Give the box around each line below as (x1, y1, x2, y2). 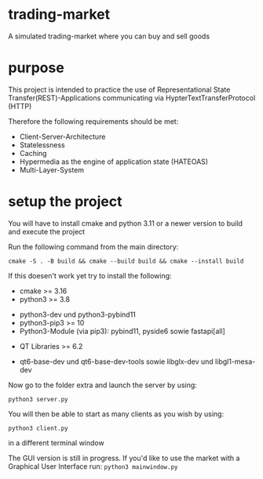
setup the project (8, 193, 122, 211)
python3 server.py (8, 395, 68, 403)
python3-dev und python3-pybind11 (19, 310, 136, 319)
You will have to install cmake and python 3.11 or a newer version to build (8, 218, 243, 228)
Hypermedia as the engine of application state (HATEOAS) (19, 157, 209, 166)
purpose (8, 59, 64, 77)
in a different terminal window (8, 437, 104, 448)
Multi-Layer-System (19, 165, 85, 174)
